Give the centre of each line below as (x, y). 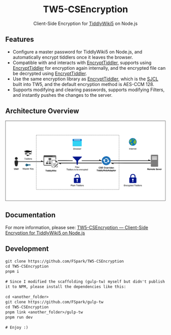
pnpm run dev (19, 317)
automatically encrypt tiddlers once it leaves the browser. (73, 57)
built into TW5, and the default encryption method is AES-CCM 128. (83, 84)
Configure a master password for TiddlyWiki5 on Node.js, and (77, 51)
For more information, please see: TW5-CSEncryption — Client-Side (77, 227)
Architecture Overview (42, 111)
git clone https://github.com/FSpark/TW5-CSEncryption (65, 261)
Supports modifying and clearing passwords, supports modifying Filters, (89, 90)
